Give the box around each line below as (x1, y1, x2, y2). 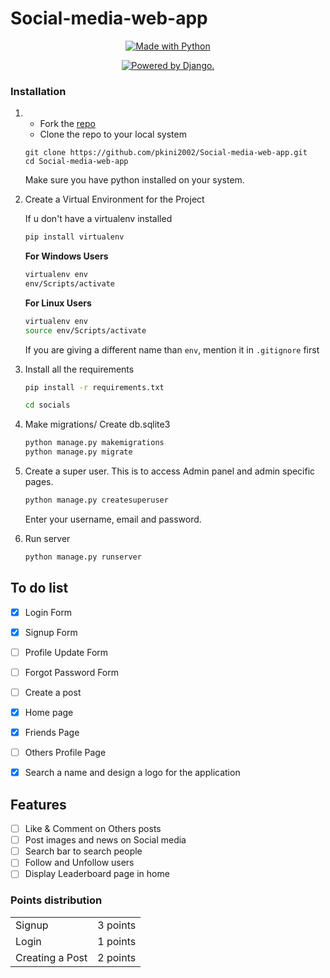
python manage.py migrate (24, 447, 133, 457)
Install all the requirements (24, 363, 135, 375)
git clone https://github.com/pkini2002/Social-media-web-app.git (24, 148, 308, 158)
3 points (97, 918, 137, 932)
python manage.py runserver (24, 552, 142, 562)
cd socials (24, 400, 71, 411)
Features (10, 796, 67, 813)
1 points (97, 934, 137, 948)
